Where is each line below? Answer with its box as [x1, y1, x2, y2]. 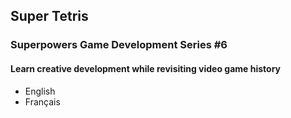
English [24, 85, 56, 97]
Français [24, 95, 61, 108]
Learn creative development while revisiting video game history [10, 62, 282, 74]
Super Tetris [10, 8, 89, 25]
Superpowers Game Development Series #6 [10, 38, 228, 52]
